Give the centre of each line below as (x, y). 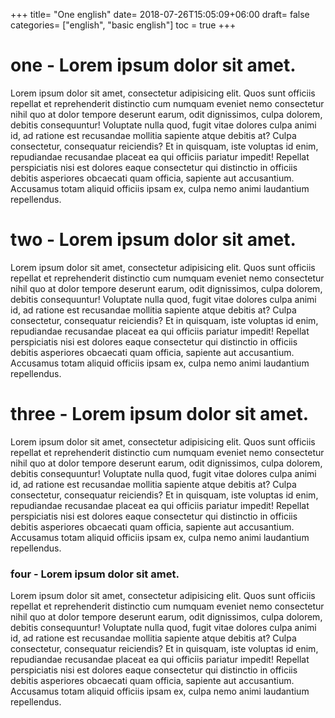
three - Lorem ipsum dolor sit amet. (160, 414)
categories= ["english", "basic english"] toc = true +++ (123, 25)
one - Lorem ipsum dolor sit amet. (153, 65)
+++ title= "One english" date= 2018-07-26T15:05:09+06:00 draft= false (160, 14)
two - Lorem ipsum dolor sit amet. (153, 240)
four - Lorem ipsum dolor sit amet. (95, 574)
